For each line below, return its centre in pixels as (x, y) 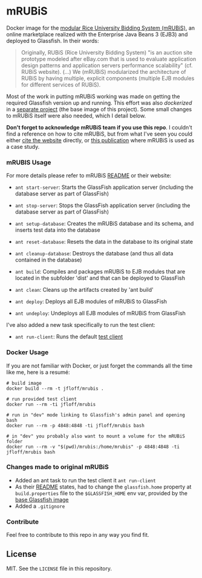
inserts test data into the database (58, 230)
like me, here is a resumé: (38, 372)
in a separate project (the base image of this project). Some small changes (99, 109)
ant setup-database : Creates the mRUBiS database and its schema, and (104, 224)
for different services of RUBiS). (61, 84)
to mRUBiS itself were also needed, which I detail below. (76, 116)
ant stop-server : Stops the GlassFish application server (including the (103, 205)
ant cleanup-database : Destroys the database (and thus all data (94, 254)
